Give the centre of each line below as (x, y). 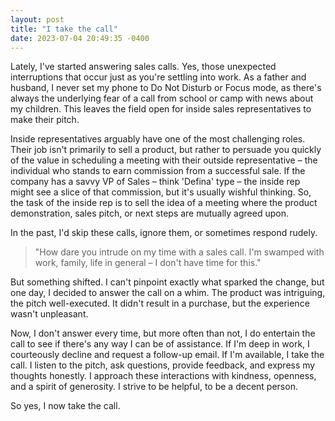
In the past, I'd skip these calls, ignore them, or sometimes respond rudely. (164, 233)
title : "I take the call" (64, 29)
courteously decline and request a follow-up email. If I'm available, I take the (167, 355)
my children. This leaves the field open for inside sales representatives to (161, 109)
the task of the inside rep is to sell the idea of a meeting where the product (164, 203)
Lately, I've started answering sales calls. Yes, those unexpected (143, 67)
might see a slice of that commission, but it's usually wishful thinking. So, (161, 192)
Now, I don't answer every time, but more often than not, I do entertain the (163, 333)
